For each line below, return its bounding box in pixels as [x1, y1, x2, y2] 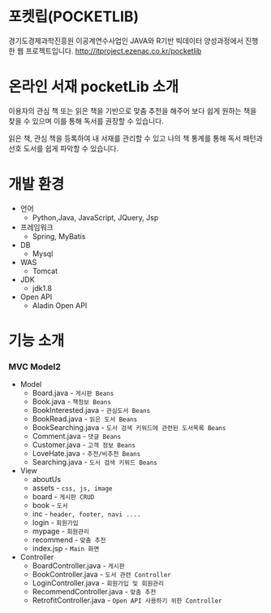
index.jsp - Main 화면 [32, 544, 100, 554]
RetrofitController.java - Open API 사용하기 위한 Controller [32, 595, 223, 606]
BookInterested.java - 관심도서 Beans [32, 406, 151, 415]
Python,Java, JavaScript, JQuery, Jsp [32, 212, 159, 222]
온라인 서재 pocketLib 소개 [8, 78, 179, 96]
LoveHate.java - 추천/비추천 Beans [32, 449, 141, 459]
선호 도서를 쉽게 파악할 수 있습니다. [8, 143, 119, 153]
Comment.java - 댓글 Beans [32, 432, 122, 441]
